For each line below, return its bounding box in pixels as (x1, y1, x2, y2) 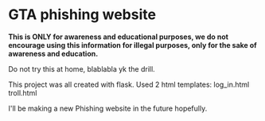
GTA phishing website (8, 6, 157, 24)
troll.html (8, 88, 37, 97)
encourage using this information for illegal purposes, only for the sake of (8, 40, 257, 49)
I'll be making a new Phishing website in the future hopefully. (8, 103, 208, 113)
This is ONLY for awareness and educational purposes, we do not (8, 32, 229, 41)
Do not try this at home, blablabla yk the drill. (8, 64, 155, 73)
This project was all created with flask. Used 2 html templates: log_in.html (8, 80, 250, 89)
